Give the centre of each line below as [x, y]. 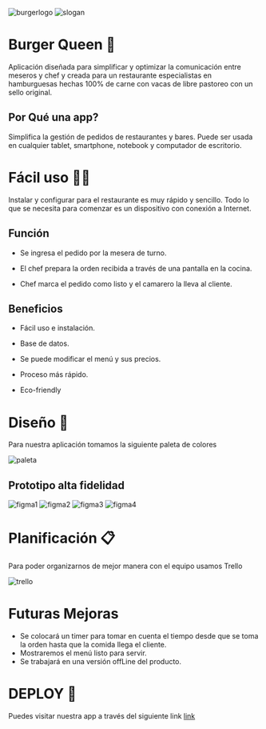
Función [29, 233]
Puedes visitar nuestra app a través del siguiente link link [102, 715]
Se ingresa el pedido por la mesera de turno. [93, 253]
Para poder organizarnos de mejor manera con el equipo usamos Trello [125, 566]
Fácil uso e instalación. [58, 328]
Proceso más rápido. [54, 375]
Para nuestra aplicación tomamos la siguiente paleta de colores [113, 445]
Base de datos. [44, 343]
